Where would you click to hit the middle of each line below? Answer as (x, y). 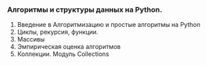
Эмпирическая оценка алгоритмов (69, 47)
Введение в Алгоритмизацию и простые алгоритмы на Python (109, 25)
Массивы (31, 39)
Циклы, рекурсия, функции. (58, 32)
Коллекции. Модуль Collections (63, 54)
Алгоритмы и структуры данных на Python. (85, 10)
